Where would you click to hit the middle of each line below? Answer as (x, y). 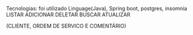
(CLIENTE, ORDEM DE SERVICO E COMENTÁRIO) (66, 26)
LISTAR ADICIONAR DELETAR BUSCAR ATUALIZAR (68, 15)
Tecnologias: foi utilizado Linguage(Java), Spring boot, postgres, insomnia (97, 8)
